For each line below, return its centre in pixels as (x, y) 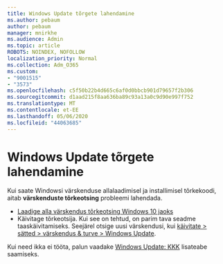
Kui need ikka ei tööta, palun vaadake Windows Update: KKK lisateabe (107, 247)
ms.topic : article (34, 46)
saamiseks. (23, 254)
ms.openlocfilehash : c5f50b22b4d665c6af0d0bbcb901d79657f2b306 (100, 91)
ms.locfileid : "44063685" (44, 123)
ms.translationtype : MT (42, 104)
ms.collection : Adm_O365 (43, 65)
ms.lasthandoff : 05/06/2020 (48, 116)
